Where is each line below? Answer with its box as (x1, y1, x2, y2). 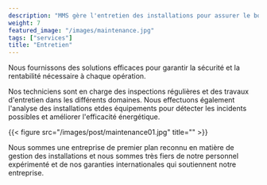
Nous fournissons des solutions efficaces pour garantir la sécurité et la (8, 63, 241, 72)
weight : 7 (8, 19, 41, 27)
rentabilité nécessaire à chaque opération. (8, 71, 146, 81)
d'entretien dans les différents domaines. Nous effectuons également (8, 95, 235, 105)
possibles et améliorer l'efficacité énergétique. (8, 112, 161, 121)
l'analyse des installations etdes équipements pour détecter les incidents (8, 104, 247, 114)
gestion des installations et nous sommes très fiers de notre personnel (8, 152, 239, 161)
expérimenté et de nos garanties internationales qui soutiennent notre (8, 160, 237, 169)
